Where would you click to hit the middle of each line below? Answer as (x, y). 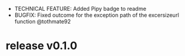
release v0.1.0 (42, 46)
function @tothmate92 (42, 21)
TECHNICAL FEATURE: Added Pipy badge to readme (80, 9)
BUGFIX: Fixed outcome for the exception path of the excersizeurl (97, 15)
